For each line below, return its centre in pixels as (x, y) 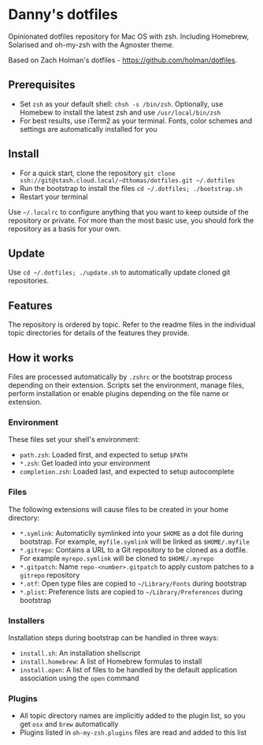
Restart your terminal (54, 197)
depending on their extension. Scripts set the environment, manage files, (126, 385)
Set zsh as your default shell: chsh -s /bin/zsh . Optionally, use (121, 103)
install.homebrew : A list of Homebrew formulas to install (111, 661)
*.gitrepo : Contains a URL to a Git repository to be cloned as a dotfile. (133, 549)
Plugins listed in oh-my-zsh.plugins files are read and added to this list (133, 732)
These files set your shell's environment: (74, 440)
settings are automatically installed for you (88, 129)
